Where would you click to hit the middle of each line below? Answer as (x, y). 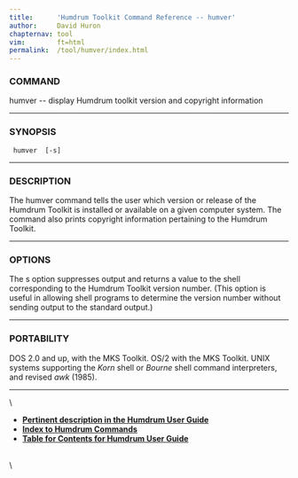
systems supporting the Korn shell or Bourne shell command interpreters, (143, 367)
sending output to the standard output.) (81, 308)
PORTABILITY (39, 339)
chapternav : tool (41, 34)
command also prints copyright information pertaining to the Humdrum (138, 219)
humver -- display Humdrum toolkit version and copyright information (136, 101)
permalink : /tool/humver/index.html (79, 51)
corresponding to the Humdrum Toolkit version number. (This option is (137, 288)
